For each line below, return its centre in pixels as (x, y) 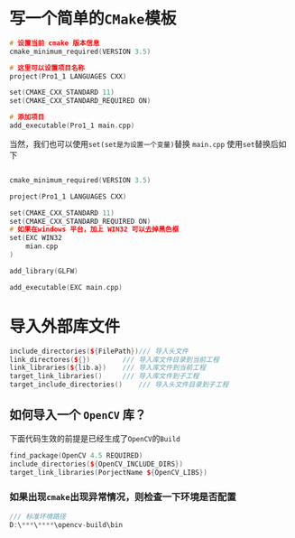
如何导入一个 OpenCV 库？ (78, 415)
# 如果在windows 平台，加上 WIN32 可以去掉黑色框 (94, 230)
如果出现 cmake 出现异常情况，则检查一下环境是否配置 (123, 497)
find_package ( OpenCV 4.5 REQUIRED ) (76, 455)
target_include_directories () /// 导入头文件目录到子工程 (119, 385)
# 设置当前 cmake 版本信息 (55, 43)
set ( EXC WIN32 (36, 238)
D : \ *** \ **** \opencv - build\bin (66, 524)
